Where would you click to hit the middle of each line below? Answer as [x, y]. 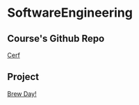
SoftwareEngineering [70, 13]
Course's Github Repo [56, 39]
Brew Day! [22, 94]
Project [23, 77]
